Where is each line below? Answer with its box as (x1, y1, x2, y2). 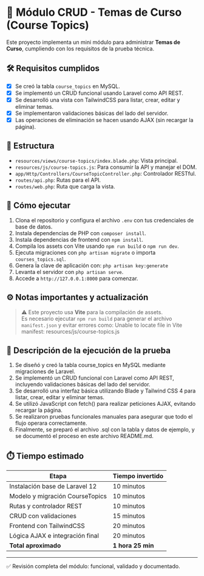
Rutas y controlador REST (9, 502, 83, 510)
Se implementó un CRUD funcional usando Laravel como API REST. (15, 89, 183, 97)
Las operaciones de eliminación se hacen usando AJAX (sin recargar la (15, 117, 194, 123)
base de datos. (15, 223, 53, 230)
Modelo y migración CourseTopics (9, 492, 107, 501)
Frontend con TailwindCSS (9, 522, 85, 530)
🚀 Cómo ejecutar (6, 201, 71, 211)
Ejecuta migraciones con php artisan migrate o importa (15, 249, 156, 256)
